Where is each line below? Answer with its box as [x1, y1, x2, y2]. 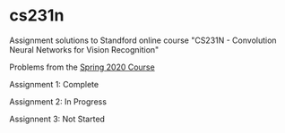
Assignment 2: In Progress [9, 96, 108, 107]
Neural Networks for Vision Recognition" [9, 44, 160, 54]
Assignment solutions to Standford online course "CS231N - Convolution [9, 35, 277, 46]
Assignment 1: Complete [9, 79, 99, 89]
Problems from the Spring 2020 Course [9, 62, 155, 72]
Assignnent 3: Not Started [9, 113, 106, 124]
